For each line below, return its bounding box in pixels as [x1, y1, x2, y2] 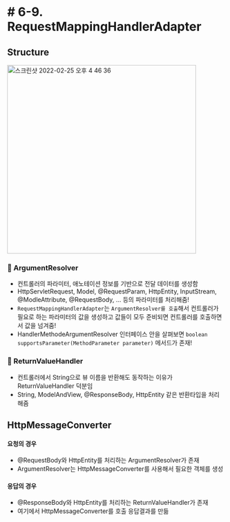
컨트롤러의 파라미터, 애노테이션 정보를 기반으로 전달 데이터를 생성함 [17, 280, 198, 288]
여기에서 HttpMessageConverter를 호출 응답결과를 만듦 [17, 507, 169, 515]
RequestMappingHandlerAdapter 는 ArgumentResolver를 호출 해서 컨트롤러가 [17, 304, 219, 313]
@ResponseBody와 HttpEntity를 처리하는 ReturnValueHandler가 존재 [17, 499, 209, 507]
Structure [7, 46, 50, 58]
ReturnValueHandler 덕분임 [17, 381, 93, 390]
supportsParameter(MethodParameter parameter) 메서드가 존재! [17, 339, 192, 347]
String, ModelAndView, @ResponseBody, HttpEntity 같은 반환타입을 [17, 390, 207, 398]
